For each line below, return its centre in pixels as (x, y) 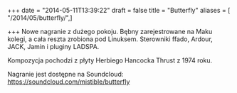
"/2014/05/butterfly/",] (40, 18)
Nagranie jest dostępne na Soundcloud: (65, 74)
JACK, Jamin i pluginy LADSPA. (53, 46)
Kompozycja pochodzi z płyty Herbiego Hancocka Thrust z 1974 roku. (110, 60)
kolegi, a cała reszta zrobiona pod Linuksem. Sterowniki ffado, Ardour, (110, 39)
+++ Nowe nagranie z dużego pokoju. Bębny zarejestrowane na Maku (110, 32)
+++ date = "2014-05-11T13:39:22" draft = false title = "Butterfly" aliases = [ (119, 10)
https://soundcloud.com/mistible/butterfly (69, 82)
